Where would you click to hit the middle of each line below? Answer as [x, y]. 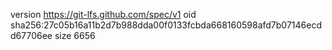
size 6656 [75, 35]
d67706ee [31, 35]
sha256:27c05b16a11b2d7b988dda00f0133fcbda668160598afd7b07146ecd [166, 25]
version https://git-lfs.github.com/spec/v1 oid [103, 14]
